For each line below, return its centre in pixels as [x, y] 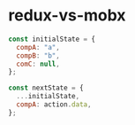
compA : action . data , [54, 105]
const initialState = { [52, 39]
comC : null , [38, 64]
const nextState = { [46, 88]
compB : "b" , [38, 55]
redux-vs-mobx [67, 16]
